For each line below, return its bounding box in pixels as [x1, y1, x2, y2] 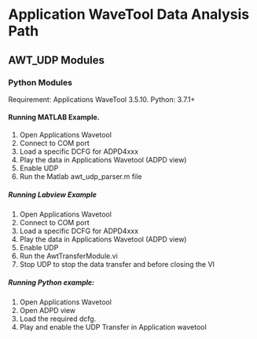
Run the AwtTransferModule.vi [19, 251, 118, 261]
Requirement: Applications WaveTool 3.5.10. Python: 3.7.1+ [8, 94, 196, 104]
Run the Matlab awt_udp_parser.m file [19, 172, 142, 181]
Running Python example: [8, 277, 95, 287]
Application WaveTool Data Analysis [8, 5, 250, 24]
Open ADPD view [19, 306, 76, 315]
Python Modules [8, 77, 73, 88]
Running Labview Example [8, 190, 97, 199]
